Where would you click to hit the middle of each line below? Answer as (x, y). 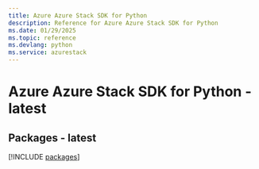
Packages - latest (52, 138)
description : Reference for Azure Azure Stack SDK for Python (113, 23)
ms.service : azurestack (48, 52)
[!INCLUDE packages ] (44, 157)
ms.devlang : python (41, 45)
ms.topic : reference (43, 38)
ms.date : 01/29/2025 (43, 30)
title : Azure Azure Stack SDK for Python (78, 15)
